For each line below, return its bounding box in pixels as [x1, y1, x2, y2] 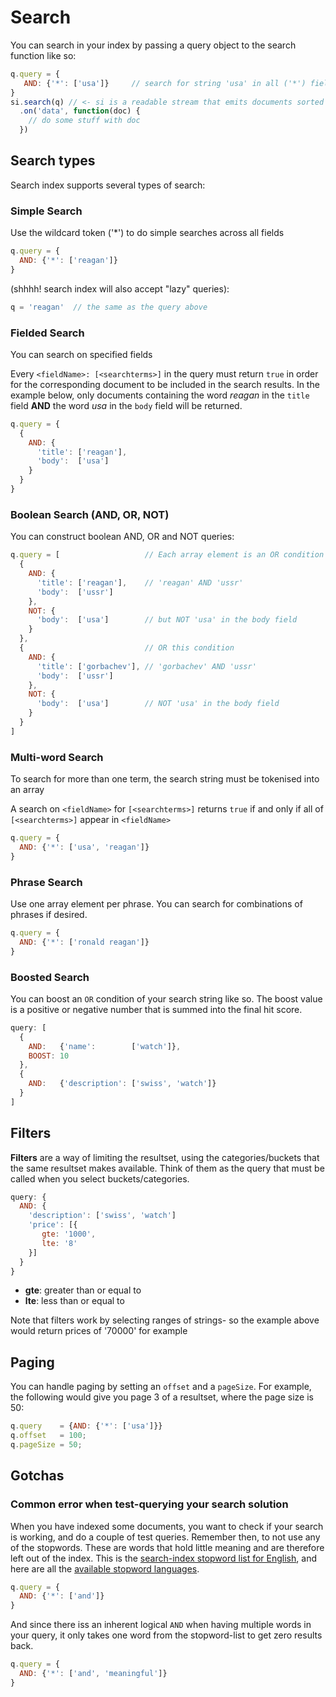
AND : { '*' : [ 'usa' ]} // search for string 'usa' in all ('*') [23, 78, 307, 88]
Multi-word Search [10, 750, 104, 764]
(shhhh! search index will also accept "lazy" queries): [10, 282, 230, 295]
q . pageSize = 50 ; [10, 1440, 83, 1450]
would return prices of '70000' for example [10, 1325, 188, 1337]
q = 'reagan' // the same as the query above [10, 302, 208, 312]
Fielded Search [10, 326, 85, 340]
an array [10, 784, 45, 796]
